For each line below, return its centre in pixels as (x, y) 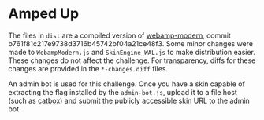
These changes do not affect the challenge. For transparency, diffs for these (132, 60)
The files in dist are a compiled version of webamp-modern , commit (119, 35)
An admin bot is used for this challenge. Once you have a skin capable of (127, 84)
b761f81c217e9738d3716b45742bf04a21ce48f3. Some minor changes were (131, 43)
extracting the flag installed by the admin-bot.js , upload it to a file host (123, 92)
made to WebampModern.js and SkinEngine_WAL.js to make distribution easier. (132, 52)
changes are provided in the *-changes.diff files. (88, 68)
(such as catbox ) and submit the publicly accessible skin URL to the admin (129, 100)
